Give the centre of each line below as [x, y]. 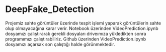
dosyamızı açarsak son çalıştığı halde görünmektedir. [60, 44]
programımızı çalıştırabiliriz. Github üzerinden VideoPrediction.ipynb [76, 39]
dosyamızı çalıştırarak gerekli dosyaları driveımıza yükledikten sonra [76, 33]
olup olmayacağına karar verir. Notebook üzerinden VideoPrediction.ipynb [82, 28]
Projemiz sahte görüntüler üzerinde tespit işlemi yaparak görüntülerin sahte [83, 23]
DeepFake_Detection [50, 9]
